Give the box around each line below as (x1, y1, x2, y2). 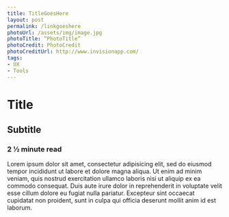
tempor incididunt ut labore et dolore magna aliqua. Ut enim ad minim (7, 167, 202, 175)
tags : (7, 55, 23, 62)
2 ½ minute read (7, 144, 62, 154)
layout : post (7, 16, 44, 23)
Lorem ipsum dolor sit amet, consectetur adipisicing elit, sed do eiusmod (7, 160, 212, 168)
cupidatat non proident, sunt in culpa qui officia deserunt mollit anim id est (7, 196, 217, 205)
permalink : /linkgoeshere (7, 23, 81, 29)
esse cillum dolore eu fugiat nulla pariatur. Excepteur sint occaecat (7, 189, 195, 197)
